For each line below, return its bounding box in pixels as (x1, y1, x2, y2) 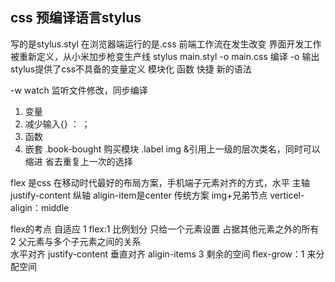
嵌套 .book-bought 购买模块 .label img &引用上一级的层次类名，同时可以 (24, 143, 321, 155)
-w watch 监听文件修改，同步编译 (10, 84, 148, 96)
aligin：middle (10, 201, 70, 213)
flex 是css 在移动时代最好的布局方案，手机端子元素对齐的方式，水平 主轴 (10, 176, 310, 188)
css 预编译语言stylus (10, 9, 142, 27)
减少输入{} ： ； (24, 118, 91, 130)
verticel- (269, 189, 305, 201)
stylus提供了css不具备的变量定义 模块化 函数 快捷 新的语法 (10, 63, 252, 75)
